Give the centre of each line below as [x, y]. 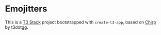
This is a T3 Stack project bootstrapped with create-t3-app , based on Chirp [81, 22]
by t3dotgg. [16, 27]
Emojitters [26, 9]
